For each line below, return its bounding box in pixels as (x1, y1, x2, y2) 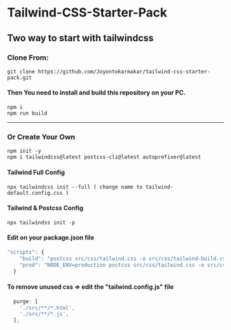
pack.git (7, 74, 32, 81)
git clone (7, 68, 36, 75)
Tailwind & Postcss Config (7, 204, 84, 212)
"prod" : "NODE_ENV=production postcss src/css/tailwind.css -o (19, 261, 205, 268)
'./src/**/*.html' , (19, 304, 76, 311)
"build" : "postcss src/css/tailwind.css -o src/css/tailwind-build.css (19, 255, 229, 262)
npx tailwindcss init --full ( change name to (7, 183, 143, 190)
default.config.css (7, 189, 63, 196)
